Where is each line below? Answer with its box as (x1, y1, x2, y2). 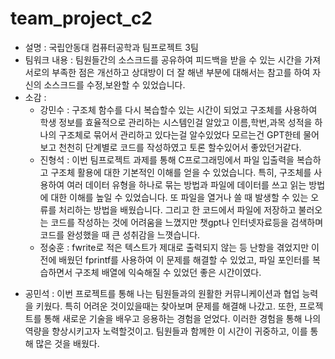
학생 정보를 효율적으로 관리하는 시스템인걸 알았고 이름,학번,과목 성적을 (39, 116, 313, 128)
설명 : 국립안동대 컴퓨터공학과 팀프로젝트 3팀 (24, 41, 199, 53)
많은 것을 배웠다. (35, 337, 100, 349)
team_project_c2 (10, 7, 153, 30)
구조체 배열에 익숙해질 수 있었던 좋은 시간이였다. (74, 266, 262, 278)
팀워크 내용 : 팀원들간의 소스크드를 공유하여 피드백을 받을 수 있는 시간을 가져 (24, 53, 322, 66)
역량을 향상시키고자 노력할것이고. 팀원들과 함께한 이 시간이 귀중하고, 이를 (24, 325, 308, 337)
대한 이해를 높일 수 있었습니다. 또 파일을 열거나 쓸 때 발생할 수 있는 (50, 191, 309, 203)
